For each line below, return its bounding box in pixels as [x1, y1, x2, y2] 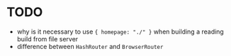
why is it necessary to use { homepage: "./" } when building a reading [16, 27, 224, 36]
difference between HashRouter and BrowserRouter [16, 42, 164, 50]
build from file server [16, 34, 79, 43]
